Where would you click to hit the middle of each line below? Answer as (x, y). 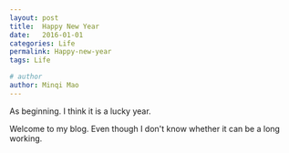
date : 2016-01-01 (46, 35)
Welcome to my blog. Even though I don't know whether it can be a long (145, 128)
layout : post (34, 18)
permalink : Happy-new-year (61, 52)
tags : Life (30, 60)
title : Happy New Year (55, 26)
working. (26, 138)
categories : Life (42, 43)
